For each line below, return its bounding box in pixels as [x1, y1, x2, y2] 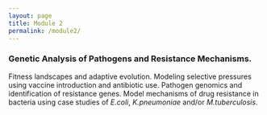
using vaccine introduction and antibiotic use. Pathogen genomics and [8, 80, 243, 89]
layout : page [8, 11, 52, 20]
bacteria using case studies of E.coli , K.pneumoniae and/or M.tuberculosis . [8, 97, 258, 107]
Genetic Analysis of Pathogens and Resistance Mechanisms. [8, 53, 252, 64]
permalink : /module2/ [8, 27, 81, 35]
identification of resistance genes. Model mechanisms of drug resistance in [8, 88, 260, 98]
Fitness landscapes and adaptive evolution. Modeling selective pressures [8, 72, 252, 81]
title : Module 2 [8, 19, 63, 27]
